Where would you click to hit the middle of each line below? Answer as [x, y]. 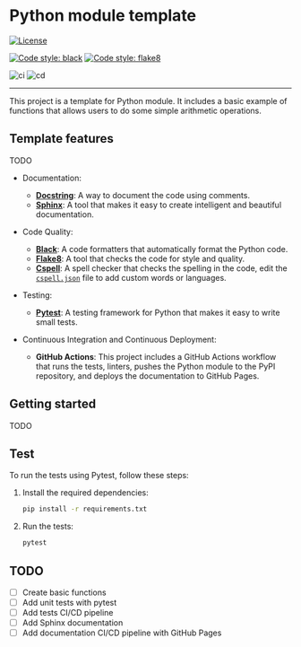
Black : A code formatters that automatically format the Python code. [162, 249]
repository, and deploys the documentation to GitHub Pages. [147, 376]
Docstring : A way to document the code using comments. [143, 195]
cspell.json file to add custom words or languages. [131, 277]
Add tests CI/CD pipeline [68, 613]
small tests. [56, 322]
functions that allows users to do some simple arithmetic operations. [136, 110]
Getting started [53, 404]
